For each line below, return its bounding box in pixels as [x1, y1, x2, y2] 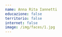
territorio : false [5, 16, 42, 21]
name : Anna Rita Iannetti [5, 7, 57, 12]
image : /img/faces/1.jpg [5, 25, 55, 30]
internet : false [5, 20, 38, 25]
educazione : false [5, 12, 42, 16]
